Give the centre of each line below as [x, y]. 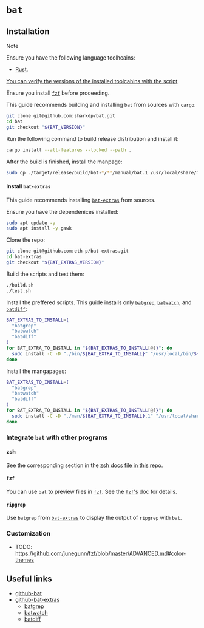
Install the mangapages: [36, 371]
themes [25, 559]
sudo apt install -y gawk [39, 228]
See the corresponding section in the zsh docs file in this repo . [85, 465]
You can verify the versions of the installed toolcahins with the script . [93, 81]
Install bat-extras [29, 186]
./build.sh [20, 285]
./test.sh [19, 291]
